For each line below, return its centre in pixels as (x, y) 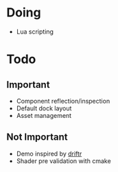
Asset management (44, 115)
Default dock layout (44, 108)
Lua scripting (35, 32)
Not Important (37, 137)
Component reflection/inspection (63, 101)
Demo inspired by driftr (49, 153)
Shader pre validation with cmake (63, 161)
